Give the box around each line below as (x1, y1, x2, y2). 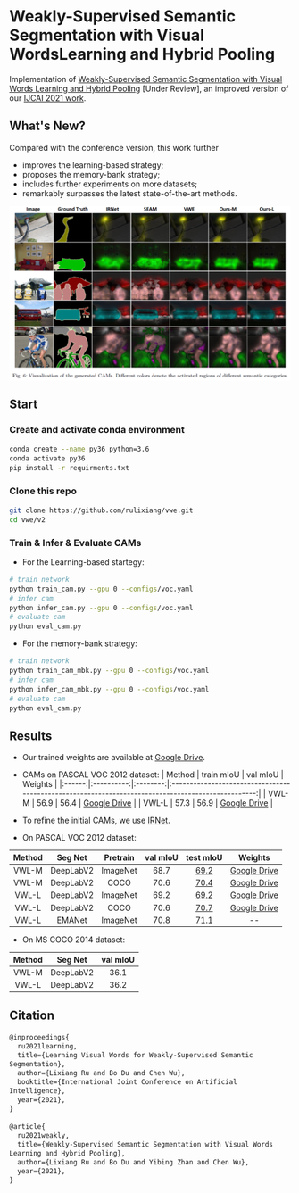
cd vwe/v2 (9, 515, 46, 524)
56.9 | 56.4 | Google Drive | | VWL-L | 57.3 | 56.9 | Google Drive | (36, 798, 274, 808)
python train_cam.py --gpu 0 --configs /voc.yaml (9, 584, 194, 593)
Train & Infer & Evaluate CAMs (9, 536, 142, 549)
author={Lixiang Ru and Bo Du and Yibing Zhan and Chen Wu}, (17, 1157, 250, 1166)
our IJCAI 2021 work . (9, 92, 87, 104)
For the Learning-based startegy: (21, 556, 145, 568)
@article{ (9, 1122, 46, 1131)
